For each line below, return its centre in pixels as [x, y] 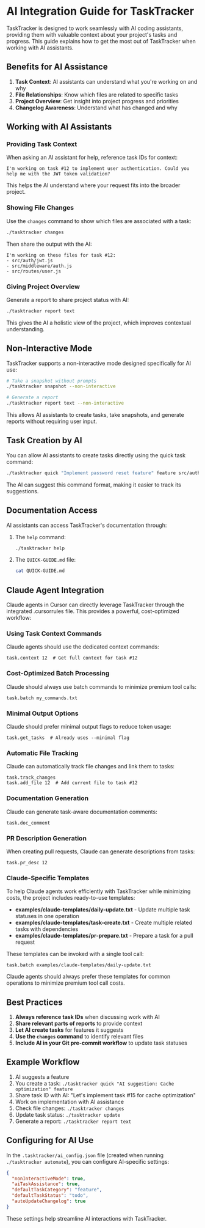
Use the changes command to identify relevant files [79, 1037]
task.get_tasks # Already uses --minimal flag [68, 738]
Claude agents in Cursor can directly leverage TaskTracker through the [95, 605]
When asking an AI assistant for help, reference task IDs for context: [92, 158]
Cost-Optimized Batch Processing [58, 674]
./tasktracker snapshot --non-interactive [61, 386]
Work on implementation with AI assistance [69, 1101]
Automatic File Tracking [42, 753]
